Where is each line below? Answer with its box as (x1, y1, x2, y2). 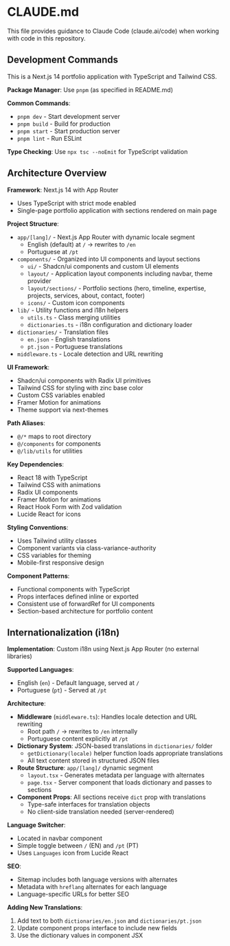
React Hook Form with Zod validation (16, 502, 122, 510)
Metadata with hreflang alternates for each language (16, 883, 168, 891)
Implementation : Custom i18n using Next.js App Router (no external (7, 645, 199, 653)
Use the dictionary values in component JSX (16, 932, 143, 940)
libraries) (7, 652, 32, 660)
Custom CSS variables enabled (16, 391, 105, 399)
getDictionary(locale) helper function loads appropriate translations (27, 750, 223, 758)
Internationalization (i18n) (7, 627, 120, 638)
